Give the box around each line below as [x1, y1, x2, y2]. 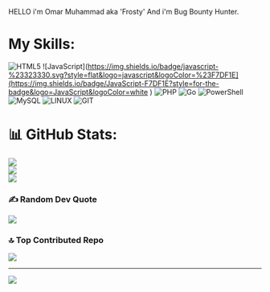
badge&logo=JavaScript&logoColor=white [8, 87, 149, 97]
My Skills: [8, 35, 76, 53]
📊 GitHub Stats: [8, 125, 118, 144]
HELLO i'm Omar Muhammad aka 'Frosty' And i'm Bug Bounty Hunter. [8, 7, 239, 16]
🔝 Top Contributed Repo [8, 235, 104, 246]
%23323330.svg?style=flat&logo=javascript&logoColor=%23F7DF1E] [8, 70, 239, 80]
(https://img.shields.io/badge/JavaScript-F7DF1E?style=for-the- [8, 78, 219, 88]
